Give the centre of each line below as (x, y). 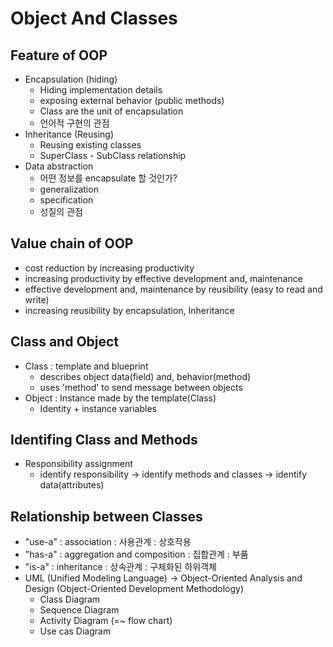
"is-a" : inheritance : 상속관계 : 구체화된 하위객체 (120, 567)
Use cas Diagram (75, 631)
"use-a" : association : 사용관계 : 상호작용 (108, 542)
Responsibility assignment (78, 464)
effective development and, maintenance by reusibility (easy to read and (173, 289)
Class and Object (65, 342)
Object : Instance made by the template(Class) (120, 398)
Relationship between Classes (106, 516)
